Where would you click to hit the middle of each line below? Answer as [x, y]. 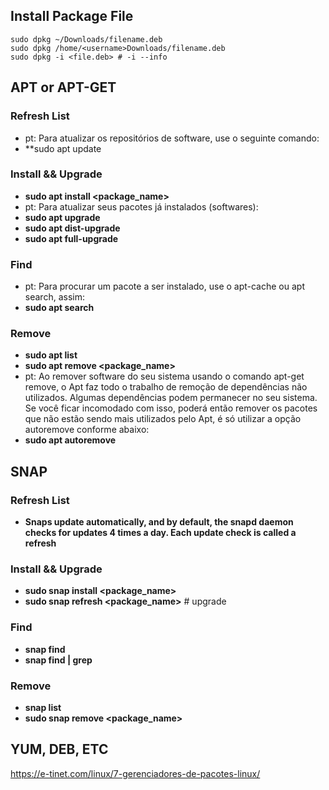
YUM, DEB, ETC [59, 749]
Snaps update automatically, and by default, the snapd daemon [159, 522]
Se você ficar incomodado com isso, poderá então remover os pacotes [171, 408]
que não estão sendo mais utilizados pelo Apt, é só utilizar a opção [163, 419]
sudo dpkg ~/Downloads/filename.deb [86, 39]
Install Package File [72, 16]
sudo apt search [59, 308]
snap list [43, 707]
